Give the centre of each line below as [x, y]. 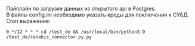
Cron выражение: [28, 21]
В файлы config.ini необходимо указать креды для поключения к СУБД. [98, 15]
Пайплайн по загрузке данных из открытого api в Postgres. [81, 9]
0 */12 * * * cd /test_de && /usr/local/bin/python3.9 [76, 32]
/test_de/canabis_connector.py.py [49, 37]
